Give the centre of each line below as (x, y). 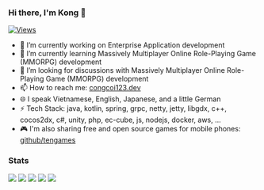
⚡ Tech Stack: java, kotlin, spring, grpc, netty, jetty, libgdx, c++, (123, 108)
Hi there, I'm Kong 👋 (47, 13)
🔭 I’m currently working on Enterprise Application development (122, 45)
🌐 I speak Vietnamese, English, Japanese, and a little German (120, 99)
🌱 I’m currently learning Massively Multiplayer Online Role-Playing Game (138, 54)
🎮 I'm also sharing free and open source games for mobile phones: (130, 129)
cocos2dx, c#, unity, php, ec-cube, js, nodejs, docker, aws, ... (121, 120)
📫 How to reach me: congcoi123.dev (80, 88)
